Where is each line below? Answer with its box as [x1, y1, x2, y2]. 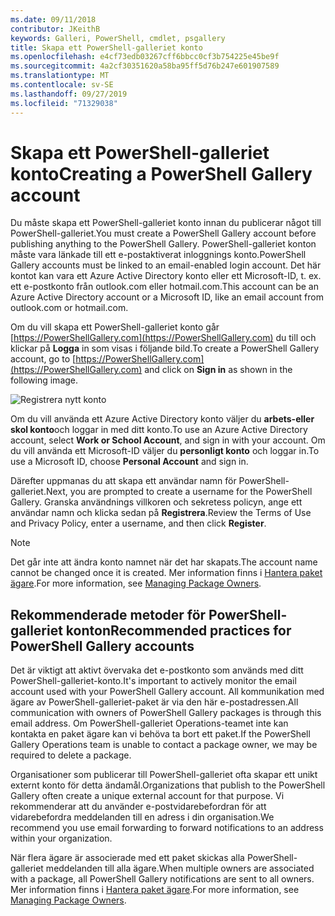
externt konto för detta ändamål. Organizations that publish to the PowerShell [10, 779, 326, 791]
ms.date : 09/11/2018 [10, 14, 97, 25]
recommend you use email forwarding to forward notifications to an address [10, 822, 324, 834]
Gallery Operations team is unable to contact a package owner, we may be [10, 739, 318, 751]
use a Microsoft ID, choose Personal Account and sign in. [10, 456, 249, 468]
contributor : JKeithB [10, 24, 101, 34]
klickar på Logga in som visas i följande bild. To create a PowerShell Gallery [10, 342, 320, 355]
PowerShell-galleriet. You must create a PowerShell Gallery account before [10, 227, 317, 240]
